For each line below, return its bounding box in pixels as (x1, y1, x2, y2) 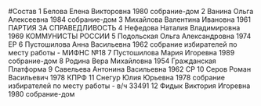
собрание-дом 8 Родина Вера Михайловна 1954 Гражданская (8, 56, 217, 65)
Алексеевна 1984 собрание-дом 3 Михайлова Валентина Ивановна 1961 (8, 15, 251, 24)
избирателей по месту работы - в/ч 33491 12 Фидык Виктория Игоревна (8, 81, 251, 90)
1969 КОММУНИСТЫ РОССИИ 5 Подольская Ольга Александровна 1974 (8, 31, 252, 41)
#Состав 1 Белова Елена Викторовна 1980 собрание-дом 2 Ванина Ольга (8, 7, 254, 16)
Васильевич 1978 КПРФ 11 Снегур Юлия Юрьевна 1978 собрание (8, 73, 226, 82)
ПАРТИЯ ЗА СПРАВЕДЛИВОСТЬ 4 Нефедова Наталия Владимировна (8, 23, 241, 32)
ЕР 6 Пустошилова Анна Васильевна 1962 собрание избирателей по (8, 40, 237, 49)
